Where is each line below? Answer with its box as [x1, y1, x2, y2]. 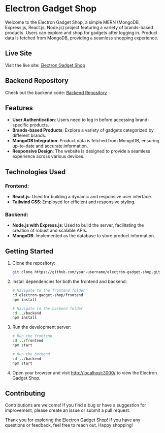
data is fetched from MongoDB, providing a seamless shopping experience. [5, 35, 159, 41]
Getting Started [5, 247, 54, 255]
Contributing [5, 389, 45, 398]
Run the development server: [12, 324, 71, 330]
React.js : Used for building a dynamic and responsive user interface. [12, 194, 153, 200]
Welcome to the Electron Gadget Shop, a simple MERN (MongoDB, [5, 19, 140, 25]
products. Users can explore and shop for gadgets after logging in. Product [5, 30, 158, 35]
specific [12, 122, 29, 128]
